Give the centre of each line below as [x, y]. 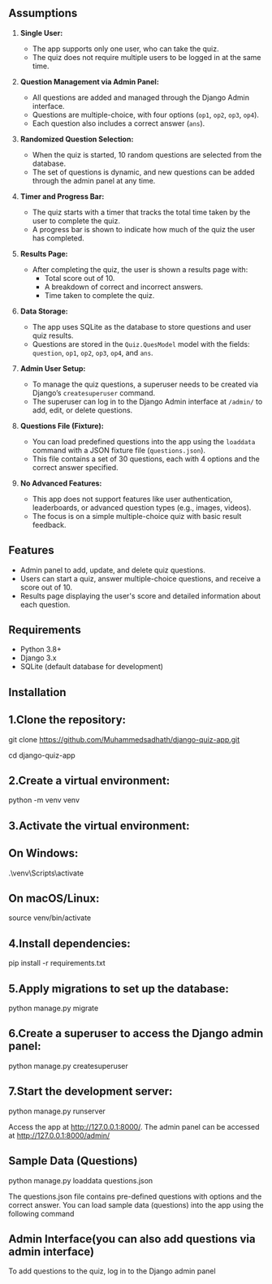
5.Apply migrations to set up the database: [119, 989]
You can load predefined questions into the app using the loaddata [144, 441]
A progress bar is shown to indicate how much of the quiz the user [144, 229]
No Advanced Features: [61, 483]
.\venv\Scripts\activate [46, 873]
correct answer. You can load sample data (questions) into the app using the [136, 1204]
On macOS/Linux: [54, 899]
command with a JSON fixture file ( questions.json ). [119, 450]
